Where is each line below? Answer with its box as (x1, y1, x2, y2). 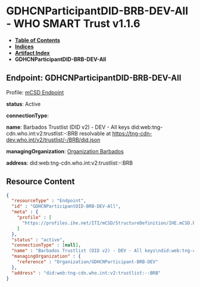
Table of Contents (14, 36, 61, 44)
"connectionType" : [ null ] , (11, 242, 82, 248)
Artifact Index (14, 49, 50, 56)
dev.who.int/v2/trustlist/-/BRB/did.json (6, 136, 101, 143)
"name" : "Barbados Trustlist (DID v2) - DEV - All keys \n (11, 248, 161, 254)
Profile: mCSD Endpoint (6, 88, 64, 96)
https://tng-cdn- (112, 129, 152, 137)
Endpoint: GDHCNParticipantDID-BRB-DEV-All (6, 73, 182, 83)
